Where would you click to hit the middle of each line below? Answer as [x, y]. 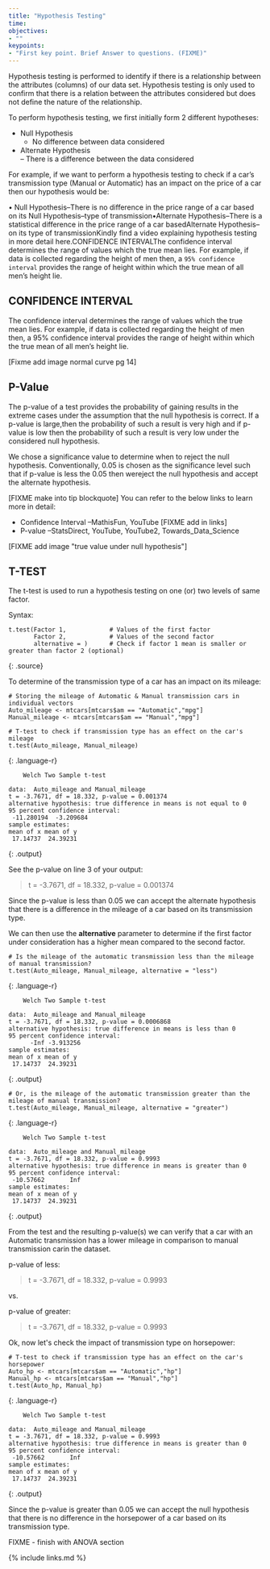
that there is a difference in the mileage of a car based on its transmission [131, 909]
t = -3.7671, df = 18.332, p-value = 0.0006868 [90, 1022]
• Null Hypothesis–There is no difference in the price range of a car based [131, 207]
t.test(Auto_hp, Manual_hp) [56, 1386]
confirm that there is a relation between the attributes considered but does [132, 93]
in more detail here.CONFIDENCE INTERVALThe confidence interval [120, 241]
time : [17, 23]
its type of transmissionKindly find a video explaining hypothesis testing [138, 233]
